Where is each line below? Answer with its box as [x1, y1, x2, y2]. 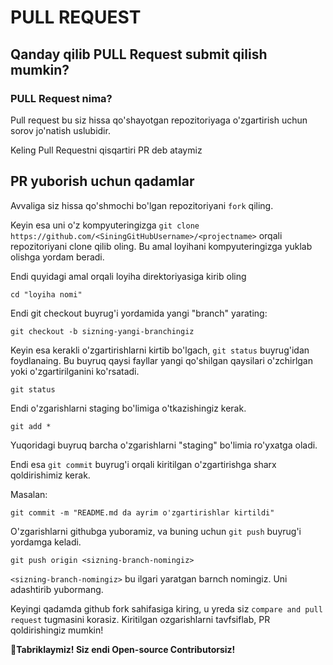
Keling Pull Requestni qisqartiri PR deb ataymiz [10, 144, 203, 156]
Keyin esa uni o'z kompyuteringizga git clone [10, 219, 200, 231]
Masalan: [10, 488, 48, 500]
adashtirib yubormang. [10, 583, 104, 595]
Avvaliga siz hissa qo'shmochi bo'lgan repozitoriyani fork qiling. [10, 199, 274, 211]
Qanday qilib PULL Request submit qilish [10, 46, 268, 63]
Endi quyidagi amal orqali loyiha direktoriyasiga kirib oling [10, 270, 247, 282]
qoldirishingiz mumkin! [10, 624, 104, 636]
